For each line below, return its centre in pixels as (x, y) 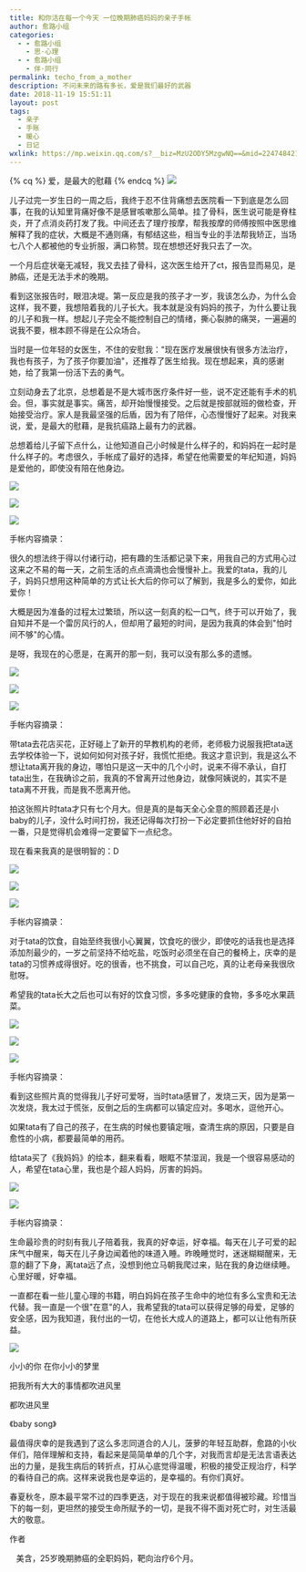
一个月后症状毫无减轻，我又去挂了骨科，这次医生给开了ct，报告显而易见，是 (153, 264)
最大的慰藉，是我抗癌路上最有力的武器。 (125, 426)
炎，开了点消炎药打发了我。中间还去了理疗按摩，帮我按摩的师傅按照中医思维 (153, 222)
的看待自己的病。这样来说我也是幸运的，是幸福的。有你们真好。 (129, 1477)
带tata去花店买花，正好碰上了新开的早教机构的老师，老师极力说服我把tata (148, 743)
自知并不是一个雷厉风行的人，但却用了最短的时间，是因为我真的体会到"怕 (147, 623)
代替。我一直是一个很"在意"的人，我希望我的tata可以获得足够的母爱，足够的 (152, 1307)
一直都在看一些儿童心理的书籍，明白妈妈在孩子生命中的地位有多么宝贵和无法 (153, 1295)
